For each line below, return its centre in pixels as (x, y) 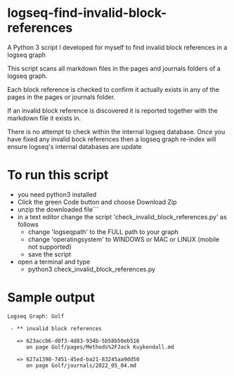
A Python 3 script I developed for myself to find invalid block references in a (117, 47)
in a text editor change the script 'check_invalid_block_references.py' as (122, 216)
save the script (50, 254)
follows (28, 224)
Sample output (51, 298)
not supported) (50, 247)
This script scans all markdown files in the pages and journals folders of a (114, 68)
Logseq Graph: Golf (36, 316)
